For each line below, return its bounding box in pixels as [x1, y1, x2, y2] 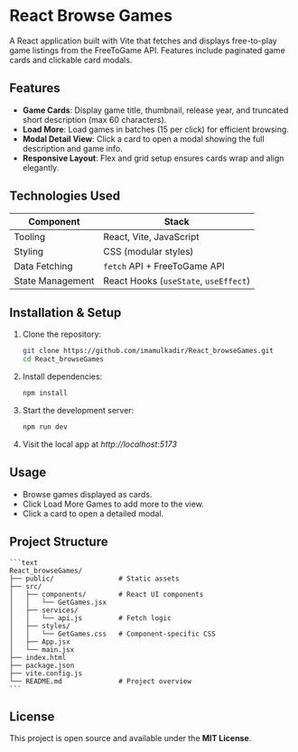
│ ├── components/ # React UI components [9, 590, 204, 599]
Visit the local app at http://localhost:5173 [22, 439, 178, 450]
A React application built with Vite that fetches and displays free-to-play [9, 35, 277, 46]
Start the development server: [22, 405, 135, 415]
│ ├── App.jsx [9, 637, 70, 646]
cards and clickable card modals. [9, 54, 133, 65]
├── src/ [9, 581, 42, 591]
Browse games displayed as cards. [22, 488, 153, 499]
